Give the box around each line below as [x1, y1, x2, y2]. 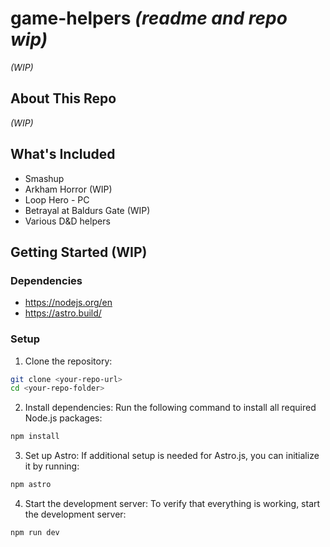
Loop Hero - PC [24, 193, 90, 206]
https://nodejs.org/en [24, 297, 113, 309]
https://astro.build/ [24, 307, 102, 319]
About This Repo [10, 90, 117, 107]
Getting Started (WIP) [10, 243, 148, 261]
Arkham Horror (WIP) [24, 183, 113, 195]
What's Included [10, 146, 116, 163]
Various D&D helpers [24, 215, 111, 227]
